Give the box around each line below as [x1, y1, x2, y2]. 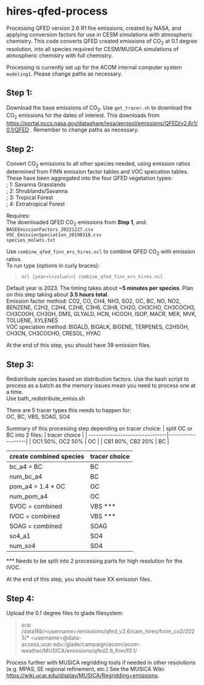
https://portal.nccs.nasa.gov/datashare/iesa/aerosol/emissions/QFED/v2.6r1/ [6, 120, 198, 127]
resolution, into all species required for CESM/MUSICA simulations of [6, 45, 179, 52]
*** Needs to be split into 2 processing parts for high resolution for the [6, 557, 183, 564]
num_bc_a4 [9, 472, 42, 481]
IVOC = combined [9, 512, 60, 521]
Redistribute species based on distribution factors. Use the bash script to [6, 376, 189, 383]
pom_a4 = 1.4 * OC [9, 482, 66, 491]
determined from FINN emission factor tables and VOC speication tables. [6, 167, 189, 175]
